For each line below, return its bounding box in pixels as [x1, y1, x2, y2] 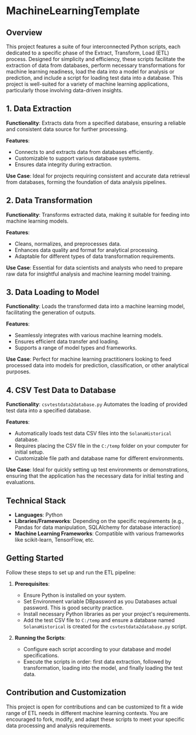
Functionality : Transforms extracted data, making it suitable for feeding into [6, 211, 190, 218]
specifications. [23, 652, 59, 659]
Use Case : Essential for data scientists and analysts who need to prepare [6, 264, 183, 271]
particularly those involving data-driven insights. [6, 87, 123, 93]
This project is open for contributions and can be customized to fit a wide [6, 703, 184, 710]
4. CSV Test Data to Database [6, 385, 116, 395]
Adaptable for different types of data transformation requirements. [14, 253, 175, 260]
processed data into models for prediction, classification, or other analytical [6, 362, 189, 369]
